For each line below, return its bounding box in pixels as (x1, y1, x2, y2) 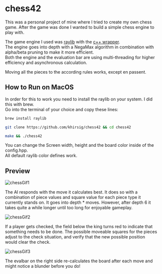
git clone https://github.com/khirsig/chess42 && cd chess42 (5, 125, 131, 130)
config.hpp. (5, 147, 28, 154)
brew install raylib (5, 116, 47, 121)
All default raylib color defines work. (5, 153, 78, 158)
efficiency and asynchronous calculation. (5, 59, 87, 65)
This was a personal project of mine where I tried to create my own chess (5, 19, 152, 25)
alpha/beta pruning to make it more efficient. (5, 49, 94, 55)
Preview (5, 167, 31, 175)
